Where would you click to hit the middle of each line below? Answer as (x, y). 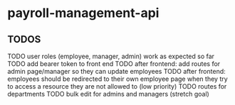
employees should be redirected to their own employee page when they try (117, 79)
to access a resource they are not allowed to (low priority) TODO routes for (117, 86)
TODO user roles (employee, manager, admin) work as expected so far (111, 56)
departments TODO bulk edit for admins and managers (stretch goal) (109, 94)
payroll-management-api (83, 13)
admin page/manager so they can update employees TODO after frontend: (116, 71)
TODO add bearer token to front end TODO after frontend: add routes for (114, 64)
